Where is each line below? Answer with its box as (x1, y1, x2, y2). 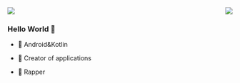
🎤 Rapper (17, 67, 46, 77)
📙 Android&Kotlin (17, 40, 68, 49)
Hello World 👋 (7, 24, 56, 34)
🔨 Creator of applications (17, 54, 91, 62)
